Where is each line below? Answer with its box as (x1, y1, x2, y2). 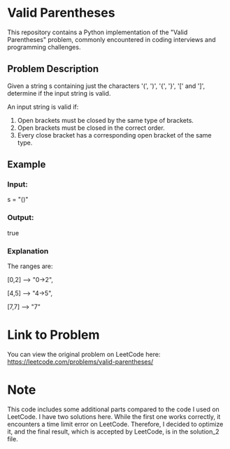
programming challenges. (7, 43, 81, 51)
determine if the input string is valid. (7, 89, 111, 97)
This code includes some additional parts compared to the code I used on (7, 405, 220, 413)
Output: (7, 213, 34, 223)
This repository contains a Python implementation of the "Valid (7, 28, 188, 36)
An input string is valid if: (7, 103, 79, 111)
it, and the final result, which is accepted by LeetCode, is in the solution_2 (7, 427, 220, 436)
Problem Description (7, 63, 99, 75)
